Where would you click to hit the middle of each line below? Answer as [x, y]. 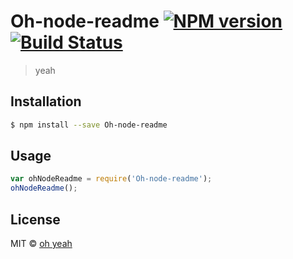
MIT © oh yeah [41, 243]
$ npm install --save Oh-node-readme [89, 125]
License [35, 219]
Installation [46, 101]
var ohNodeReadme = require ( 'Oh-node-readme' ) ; [111, 179]
